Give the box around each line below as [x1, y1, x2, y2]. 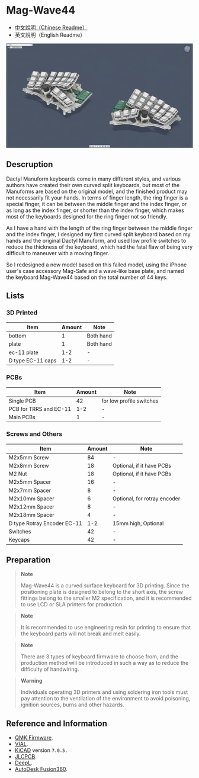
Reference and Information [6, 718, 108, 728]
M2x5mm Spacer [8, 478, 52, 486]
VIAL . [14, 741, 28, 748]
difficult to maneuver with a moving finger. [6, 249, 110, 256]
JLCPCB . [14, 753, 37, 760]
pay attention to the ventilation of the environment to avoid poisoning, [20, 695, 191, 702]
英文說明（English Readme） [14, 31, 86, 38]
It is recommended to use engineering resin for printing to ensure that [20, 624, 191, 631]
